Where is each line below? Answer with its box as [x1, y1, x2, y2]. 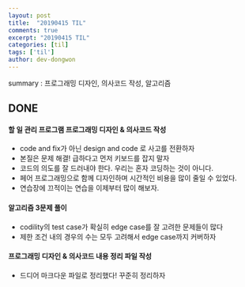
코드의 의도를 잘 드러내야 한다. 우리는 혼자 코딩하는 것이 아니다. [19, 164, 214, 173]
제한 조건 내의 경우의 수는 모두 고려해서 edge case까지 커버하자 [19, 232, 217, 241]
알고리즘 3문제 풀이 [8, 203, 67, 213]
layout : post [8, 11, 51, 20]
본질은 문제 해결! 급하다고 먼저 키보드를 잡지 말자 [19, 153, 170, 163]
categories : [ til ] [8, 41, 69, 49]
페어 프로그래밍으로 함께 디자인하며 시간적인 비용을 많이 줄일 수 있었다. [19, 173, 237, 183]
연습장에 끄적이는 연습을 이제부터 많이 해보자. [19, 183, 160, 193]
